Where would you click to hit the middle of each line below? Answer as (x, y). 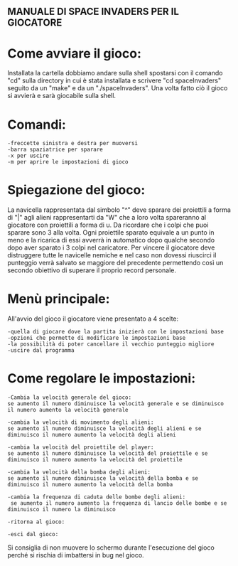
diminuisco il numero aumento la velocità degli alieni (92, 435)
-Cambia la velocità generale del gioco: (70, 397)
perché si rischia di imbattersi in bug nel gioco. (76, 555)
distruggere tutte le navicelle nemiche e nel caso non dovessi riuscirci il (112, 255)
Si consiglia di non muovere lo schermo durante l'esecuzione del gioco (111, 548)
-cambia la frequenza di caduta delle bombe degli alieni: (97, 497)
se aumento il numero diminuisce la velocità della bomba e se (103, 479)
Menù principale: (59, 299)
